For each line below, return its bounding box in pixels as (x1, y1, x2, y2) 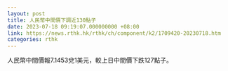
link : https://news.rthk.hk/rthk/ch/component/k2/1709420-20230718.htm (7, 29, 221, 37)
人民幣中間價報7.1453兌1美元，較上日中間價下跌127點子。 (7, 56, 173, 65)
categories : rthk (7, 36, 58, 43)
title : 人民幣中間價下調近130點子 (7, 17, 97, 24)
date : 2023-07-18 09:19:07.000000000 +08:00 (7, 23, 140, 30)
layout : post (7, 10, 46, 17)
